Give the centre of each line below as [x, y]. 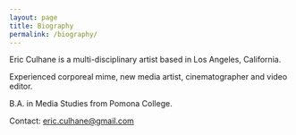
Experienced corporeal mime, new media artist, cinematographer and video [148, 77]
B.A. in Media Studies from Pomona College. [91, 104]
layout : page [34, 17]
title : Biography [42, 26]
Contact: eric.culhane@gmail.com [72, 121]
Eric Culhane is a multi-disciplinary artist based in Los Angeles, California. [145, 60]
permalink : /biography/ [54, 34]
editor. [21, 87]
